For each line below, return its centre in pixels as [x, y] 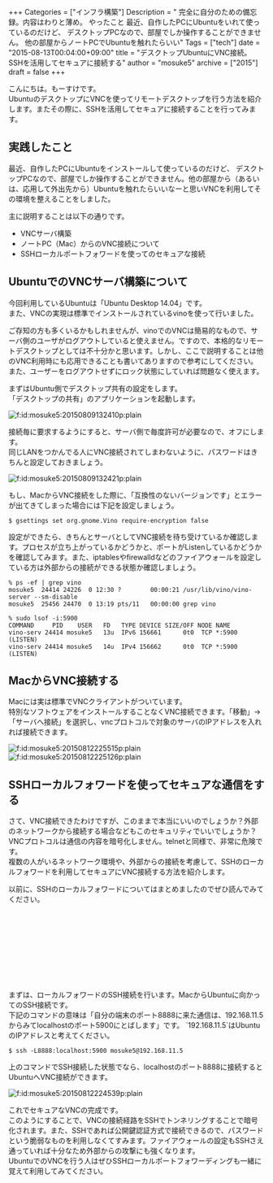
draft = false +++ [37, 72]
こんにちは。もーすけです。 [54, 89]
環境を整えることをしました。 [65, 198]
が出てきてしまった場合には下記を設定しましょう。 [93, 505]
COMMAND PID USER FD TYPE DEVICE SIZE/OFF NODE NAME [119, 625]
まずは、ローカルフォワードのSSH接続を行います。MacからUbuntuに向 [127, 995]
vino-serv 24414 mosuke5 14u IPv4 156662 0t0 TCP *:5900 [123, 646]
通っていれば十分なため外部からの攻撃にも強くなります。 [104, 1151]
